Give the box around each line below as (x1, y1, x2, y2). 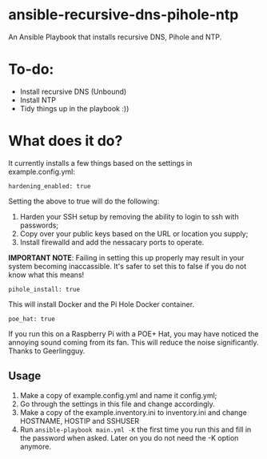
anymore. (19, 441, 52, 451)
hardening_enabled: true (8, 182, 91, 190)
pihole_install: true (8, 285, 81, 293)
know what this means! (8, 270, 85, 280)
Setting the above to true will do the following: (8, 196, 160, 206)
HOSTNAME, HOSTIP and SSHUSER (19, 416, 140, 425)
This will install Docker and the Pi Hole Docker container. (8, 299, 194, 309)
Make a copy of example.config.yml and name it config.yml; (19, 390, 217, 400)
